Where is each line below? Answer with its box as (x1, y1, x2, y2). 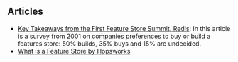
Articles (7, 6, 44, 18)
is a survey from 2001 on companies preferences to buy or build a (17, 32, 211, 40)
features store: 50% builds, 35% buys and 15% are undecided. (17, 39, 201, 48)
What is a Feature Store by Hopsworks (17, 46, 131, 55)
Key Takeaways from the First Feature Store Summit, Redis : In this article (17, 24, 231, 32)
